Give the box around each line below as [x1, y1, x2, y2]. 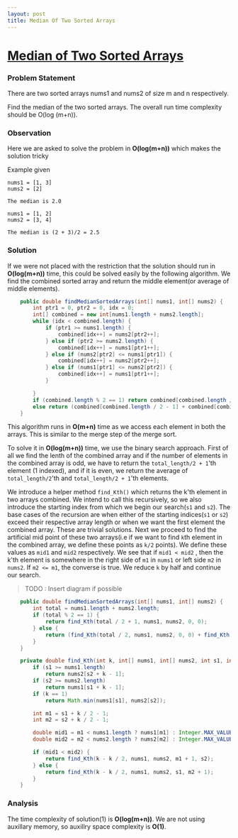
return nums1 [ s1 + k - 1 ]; [45, 683, 125, 691]
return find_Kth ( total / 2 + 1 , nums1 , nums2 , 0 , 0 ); [45, 619, 208, 626]
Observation [7, 128, 52, 138]
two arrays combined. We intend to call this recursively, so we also [7, 495, 202, 504]
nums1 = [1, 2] [7, 210, 52, 217]
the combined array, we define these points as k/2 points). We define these [7, 540, 227, 549]
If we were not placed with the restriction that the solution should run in [7, 261, 216, 270]
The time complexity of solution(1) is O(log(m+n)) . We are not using [7, 815, 205, 823]
